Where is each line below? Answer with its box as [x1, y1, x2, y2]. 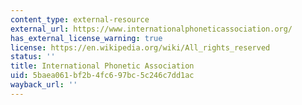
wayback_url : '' [10, 80, 78, 90]
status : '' [10, 52, 56, 62]
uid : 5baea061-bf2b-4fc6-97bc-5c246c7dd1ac [10, 71, 195, 81]
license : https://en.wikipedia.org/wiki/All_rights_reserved [10, 42, 271, 53]
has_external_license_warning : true [10, 33, 163, 43]
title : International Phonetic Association [10, 61, 195, 71]
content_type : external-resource [10, 14, 150, 25]
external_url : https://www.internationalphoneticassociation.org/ [10, 24, 293, 34]
